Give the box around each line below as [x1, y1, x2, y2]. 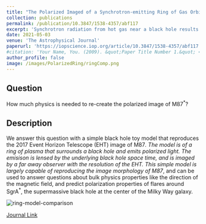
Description [6, 118, 52, 129]
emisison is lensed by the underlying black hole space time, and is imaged [6, 154, 195, 161]
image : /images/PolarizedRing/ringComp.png [6, 60, 120, 66]
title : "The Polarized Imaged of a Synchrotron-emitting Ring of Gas [6, 9, 188, 15]
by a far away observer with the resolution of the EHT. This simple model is [6, 160, 197, 168]
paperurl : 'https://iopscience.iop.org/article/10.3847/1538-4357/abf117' [6, 44, 202, 50]
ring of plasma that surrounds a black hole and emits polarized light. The [6, 147, 192, 155]
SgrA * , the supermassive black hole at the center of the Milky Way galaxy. [6, 187, 193, 195]
